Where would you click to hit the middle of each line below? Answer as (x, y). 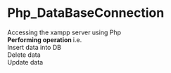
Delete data (24, 55)
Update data (25, 62)
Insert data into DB (34, 47)
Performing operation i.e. (45, 39)
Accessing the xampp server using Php (64, 32)
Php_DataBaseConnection (86, 13)
